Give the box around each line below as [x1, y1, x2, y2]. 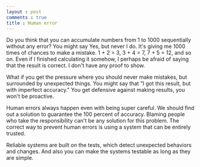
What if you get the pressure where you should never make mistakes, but [6, 73, 187, 81]
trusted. [6, 130, 26, 137]
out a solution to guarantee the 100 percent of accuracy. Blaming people [6, 111, 185, 118]
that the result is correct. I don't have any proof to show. [6, 62, 145, 69]
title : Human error [6, 20, 58, 26]
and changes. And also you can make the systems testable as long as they [6, 148, 191, 155]
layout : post [6, 8, 42, 15]
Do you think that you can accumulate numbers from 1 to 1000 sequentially [6, 37, 191, 44]
